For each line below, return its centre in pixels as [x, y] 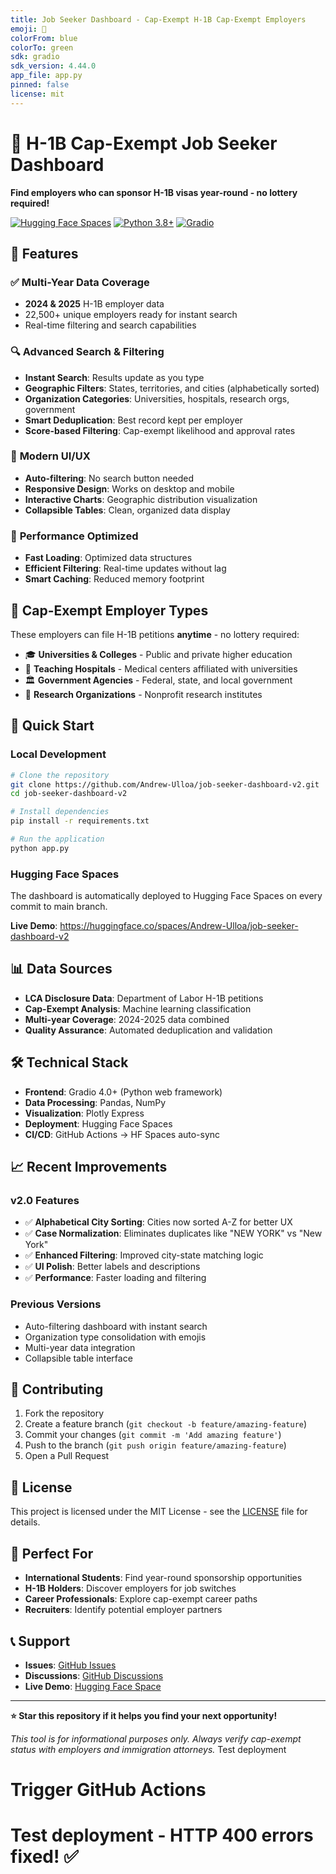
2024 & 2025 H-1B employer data [94, 304]
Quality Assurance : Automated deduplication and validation [148, 1030]
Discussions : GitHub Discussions [94, 1675]
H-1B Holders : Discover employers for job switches [130, 1588]
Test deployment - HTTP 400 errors [162, 1835]
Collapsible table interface [78, 1358]
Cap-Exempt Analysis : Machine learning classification [138, 1008]
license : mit [37, 94]
